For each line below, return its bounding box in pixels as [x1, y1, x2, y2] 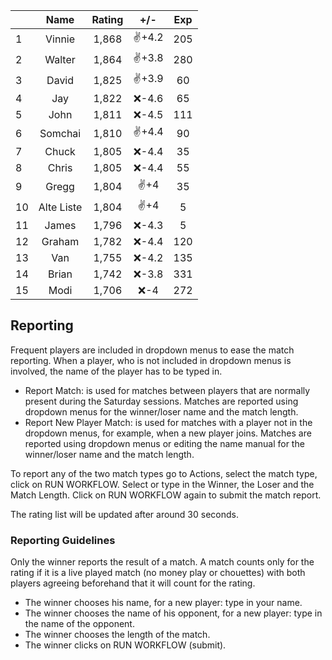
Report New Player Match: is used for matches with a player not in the [24, 416, 313, 428]
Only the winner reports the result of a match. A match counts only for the [10, 556, 315, 568]
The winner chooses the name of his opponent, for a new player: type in [24, 607, 323, 619]
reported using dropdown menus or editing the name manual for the [24, 437, 305, 449]
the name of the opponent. [24, 618, 135, 630]
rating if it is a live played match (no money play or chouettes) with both [10, 567, 306, 579]
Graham [41, 235, 80, 248]
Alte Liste [38, 200, 83, 214]
